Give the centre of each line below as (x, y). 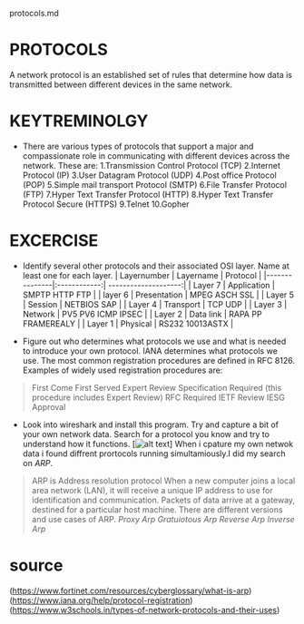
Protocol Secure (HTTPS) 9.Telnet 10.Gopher (106, 204)
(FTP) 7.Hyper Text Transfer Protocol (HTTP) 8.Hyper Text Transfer (148, 194)
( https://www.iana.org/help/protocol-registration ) (101, 600)
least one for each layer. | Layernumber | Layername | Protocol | (142, 275)
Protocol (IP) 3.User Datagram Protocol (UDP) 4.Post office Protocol (149, 175)
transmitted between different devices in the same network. (121, 84)
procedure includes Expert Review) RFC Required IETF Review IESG (158, 397)
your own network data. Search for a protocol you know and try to (146, 434)
